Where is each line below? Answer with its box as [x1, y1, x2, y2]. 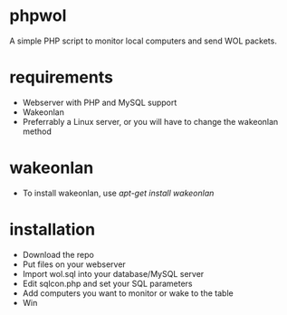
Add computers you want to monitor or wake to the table [22, 287, 234, 299]
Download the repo [22, 249, 95, 260]
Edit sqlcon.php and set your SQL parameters [22, 278, 193, 289]
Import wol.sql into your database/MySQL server [22, 268, 205, 279]
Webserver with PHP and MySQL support [22, 97, 177, 108]
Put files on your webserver [22, 259, 127, 270]
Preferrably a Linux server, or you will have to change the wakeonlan [22, 116, 279, 127]
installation [9, 219, 96, 240]
